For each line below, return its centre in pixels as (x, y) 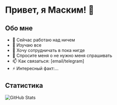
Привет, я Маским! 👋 (50, 10)
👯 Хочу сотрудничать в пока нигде (48, 50)
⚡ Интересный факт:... (35, 68)
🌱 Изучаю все (27, 45)
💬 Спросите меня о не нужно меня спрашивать (62, 55)
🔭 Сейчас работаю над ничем (44, 40)
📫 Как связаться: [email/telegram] (48, 61)
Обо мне (19, 28)
